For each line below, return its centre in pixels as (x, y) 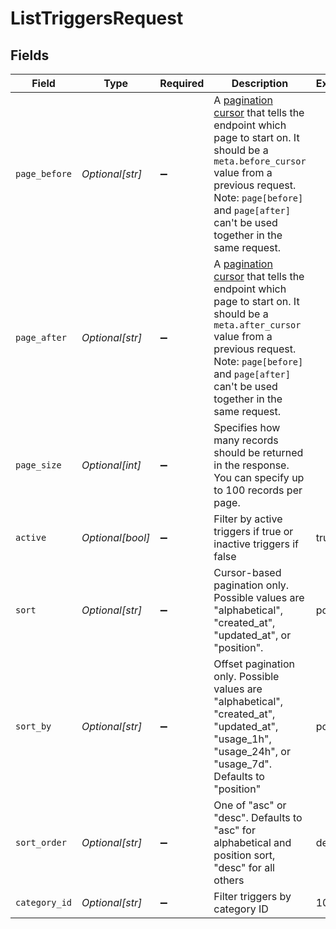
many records (246, 440)
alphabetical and (252, 842)
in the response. (251, 465)
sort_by (33, 726)
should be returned (258, 452)
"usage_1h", (242, 739)
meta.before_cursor (260, 161)
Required (182, 83)
